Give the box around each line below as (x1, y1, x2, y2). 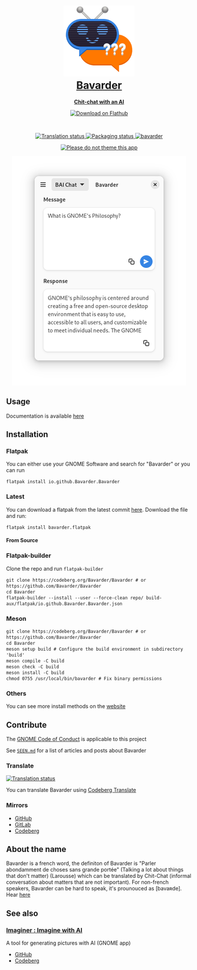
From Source (6, 537, 38, 544)
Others (6, 689, 27, 697)
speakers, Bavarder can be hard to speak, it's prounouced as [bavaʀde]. (6, 885, 182, 892)
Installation (6, 430, 48, 440)
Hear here (6, 891, 31, 899)
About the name (6, 844, 67, 854)
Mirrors (6, 801, 28, 810)
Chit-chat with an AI (74, 98, 124, 105)
